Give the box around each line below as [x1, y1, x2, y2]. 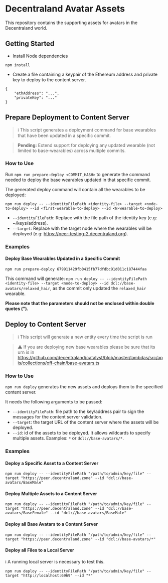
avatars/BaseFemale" [5, 510, 49, 516]
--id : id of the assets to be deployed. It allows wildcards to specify [12, 430, 151, 436]
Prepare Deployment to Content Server [5, 113, 129, 122]
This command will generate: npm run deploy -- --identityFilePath [5, 275, 147, 281]
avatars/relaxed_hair [5, 286, 51, 291]
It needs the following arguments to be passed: [5, 399, 103, 405]
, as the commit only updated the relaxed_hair [50, 285, 146, 291]
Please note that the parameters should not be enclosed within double [5, 300, 154, 306]
